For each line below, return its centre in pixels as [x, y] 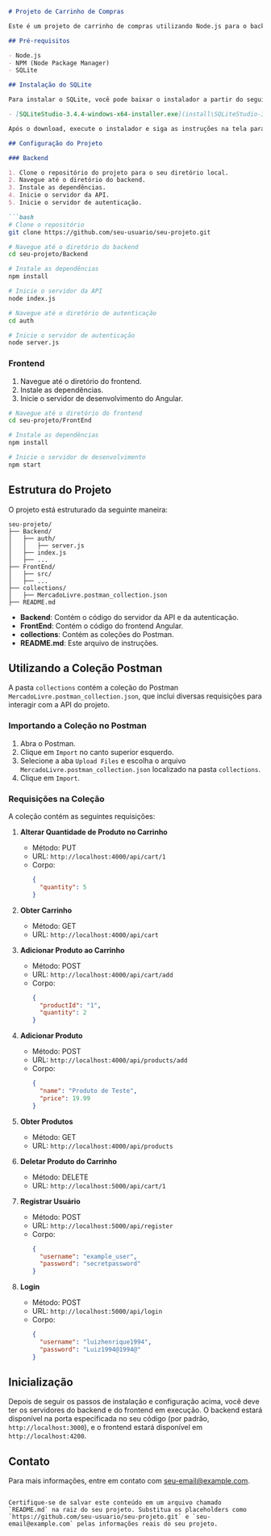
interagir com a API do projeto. [59, 705]
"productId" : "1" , [70, 1005]
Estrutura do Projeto [60, 490]
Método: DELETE [60, 1177]
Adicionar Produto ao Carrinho [72, 950]
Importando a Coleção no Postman [78, 726]
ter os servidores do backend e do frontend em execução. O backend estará [135, 1410]
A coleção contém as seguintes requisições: [82, 817]
